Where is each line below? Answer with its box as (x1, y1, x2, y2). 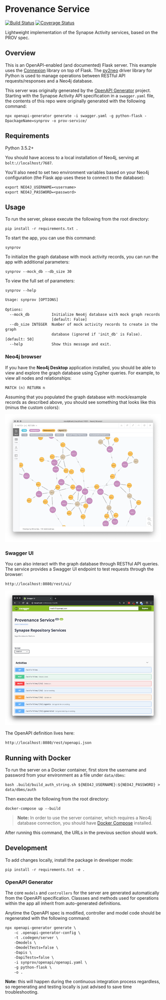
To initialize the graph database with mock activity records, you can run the (5, 254, 159, 260)
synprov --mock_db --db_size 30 (5, 269, 72, 274)
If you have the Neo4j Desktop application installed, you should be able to (5, 364, 156, 370)
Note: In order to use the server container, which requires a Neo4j (17, 815, 152, 821)
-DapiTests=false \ (14, 955, 54, 960)
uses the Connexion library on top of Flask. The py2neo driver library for (5, 67, 153, 73)
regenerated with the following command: (5, 915, 90, 921)
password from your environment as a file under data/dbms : (5, 772, 126, 778)
